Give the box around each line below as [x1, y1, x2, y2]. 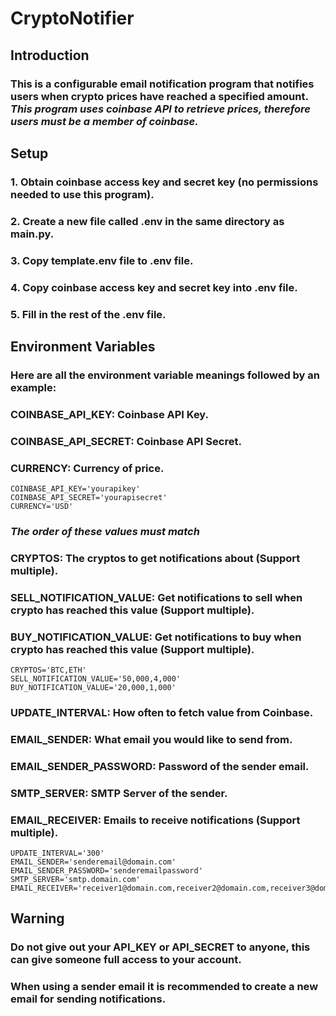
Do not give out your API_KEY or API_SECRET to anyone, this [10, 940, 311, 954]
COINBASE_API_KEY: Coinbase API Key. [10, 407, 210, 421]
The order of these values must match [10, 524, 200, 538]
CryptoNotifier [10, 7, 135, 30]
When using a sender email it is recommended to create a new [10, 980, 319, 994]
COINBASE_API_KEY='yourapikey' [10, 483, 141, 494]
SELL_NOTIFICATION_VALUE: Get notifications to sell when [10, 590, 303, 604]
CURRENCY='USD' [10, 501, 74, 511]
